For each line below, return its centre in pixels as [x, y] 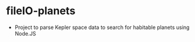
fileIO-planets [41, 11]
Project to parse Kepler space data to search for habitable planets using [102, 27]
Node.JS [25, 33]
